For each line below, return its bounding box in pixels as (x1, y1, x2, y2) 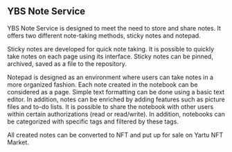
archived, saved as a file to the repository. (7, 59, 127, 68)
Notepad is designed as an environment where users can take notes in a (7, 73, 213, 81)
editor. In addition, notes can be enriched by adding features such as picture (7, 95, 225, 103)
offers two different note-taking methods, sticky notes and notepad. (7, 31, 201, 40)
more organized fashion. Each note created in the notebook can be (7, 80, 198, 89)
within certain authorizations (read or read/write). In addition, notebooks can (7, 110, 225, 118)
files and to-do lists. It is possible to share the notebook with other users (7, 102, 214, 110)
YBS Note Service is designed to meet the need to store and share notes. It (7, 24, 222, 32)
